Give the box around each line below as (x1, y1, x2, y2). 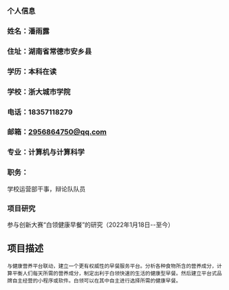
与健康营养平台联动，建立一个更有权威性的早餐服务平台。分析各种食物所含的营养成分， (7, 262, 217, 269)
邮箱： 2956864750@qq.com (7, 127, 107, 137)
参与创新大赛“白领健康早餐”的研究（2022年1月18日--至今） (7, 220, 174, 229)
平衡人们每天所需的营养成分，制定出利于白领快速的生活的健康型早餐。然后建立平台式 (12, 270, 217, 277)
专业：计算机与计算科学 (7, 147, 85, 157)
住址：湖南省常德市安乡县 (7, 46, 92, 56)
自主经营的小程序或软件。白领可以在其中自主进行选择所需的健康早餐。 (12, 277, 182, 284)
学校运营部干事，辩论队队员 (7, 185, 86, 193)
